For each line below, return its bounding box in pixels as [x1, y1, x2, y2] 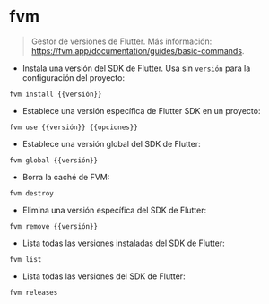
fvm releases [9, 288, 58, 297]
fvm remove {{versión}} [9, 221, 99, 230]
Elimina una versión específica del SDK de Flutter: [22, 204, 207, 215]
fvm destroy [9, 188, 54, 198]
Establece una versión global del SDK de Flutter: [22, 138, 201, 149]
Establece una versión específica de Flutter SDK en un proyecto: [22, 105, 261, 116]
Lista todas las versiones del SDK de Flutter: [22, 271, 186, 282]
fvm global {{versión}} [9, 155, 99, 165]
